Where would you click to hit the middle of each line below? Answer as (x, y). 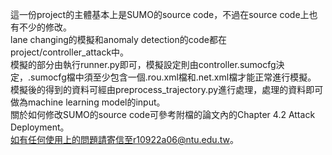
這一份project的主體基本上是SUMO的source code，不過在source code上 (160, 14)
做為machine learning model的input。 (88, 102)
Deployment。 (40, 127)
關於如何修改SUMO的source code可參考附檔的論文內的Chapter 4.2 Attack (163, 114)
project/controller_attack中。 (70, 52)
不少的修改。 (45, 27)
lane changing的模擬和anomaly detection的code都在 (118, 39)
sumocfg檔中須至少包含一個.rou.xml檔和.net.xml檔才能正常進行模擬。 (173, 77)
